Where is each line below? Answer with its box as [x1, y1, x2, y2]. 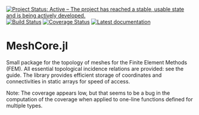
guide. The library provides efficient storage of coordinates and [6, 72, 162, 79]
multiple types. [6, 102, 43, 109]
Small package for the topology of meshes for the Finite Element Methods [6, 58, 188, 66]
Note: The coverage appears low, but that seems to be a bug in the [6, 89, 170, 97]
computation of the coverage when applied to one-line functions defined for [6, 95, 193, 102]
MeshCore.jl [6, 39, 69, 53]
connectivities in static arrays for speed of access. [6, 77, 130, 85]
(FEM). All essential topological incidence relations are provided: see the [6, 65, 184, 72]
